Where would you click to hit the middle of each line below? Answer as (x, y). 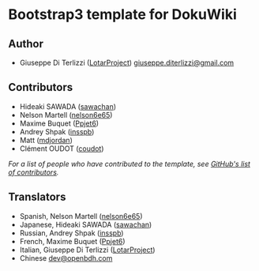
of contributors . (34, 172)
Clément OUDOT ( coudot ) (62, 149)
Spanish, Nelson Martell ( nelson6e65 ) (81, 216)
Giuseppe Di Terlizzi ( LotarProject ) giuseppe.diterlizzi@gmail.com (127, 62)
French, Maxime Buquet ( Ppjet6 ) (72, 241)
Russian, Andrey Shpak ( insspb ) (71, 233)
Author (26, 44)
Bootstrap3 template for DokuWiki (122, 15)
